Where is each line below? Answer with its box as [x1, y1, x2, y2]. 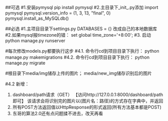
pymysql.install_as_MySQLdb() [5, 16, 69, 21]
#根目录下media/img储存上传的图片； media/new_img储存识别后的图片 [5, 70, 152, 76]
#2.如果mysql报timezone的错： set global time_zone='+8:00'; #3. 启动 [5, 32, 151, 38]
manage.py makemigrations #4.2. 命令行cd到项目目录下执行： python [5, 54, 150, 60]
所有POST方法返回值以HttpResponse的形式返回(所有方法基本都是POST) [12, 104, 162, 110]
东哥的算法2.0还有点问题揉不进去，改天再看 [12, 110, 103, 116]
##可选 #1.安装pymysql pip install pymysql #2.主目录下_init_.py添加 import [5, 5, 158, 10]
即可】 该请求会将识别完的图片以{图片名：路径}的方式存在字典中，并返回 [12, 98, 163, 104]
